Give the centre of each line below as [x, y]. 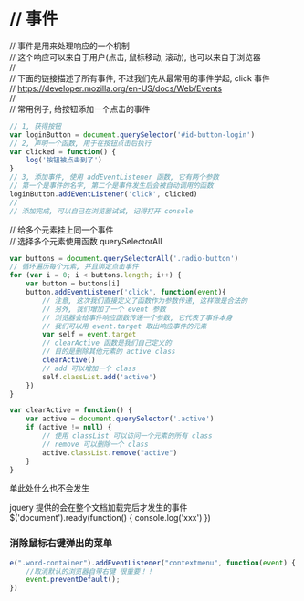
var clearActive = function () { [71, 410]
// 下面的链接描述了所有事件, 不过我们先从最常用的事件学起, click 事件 [140, 78]
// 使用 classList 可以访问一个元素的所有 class [127, 436]
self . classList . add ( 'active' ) [100, 377]
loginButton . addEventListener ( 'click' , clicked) [104, 194]
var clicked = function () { [63, 151]
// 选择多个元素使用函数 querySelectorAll [86, 241]
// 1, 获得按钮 [36, 126]
